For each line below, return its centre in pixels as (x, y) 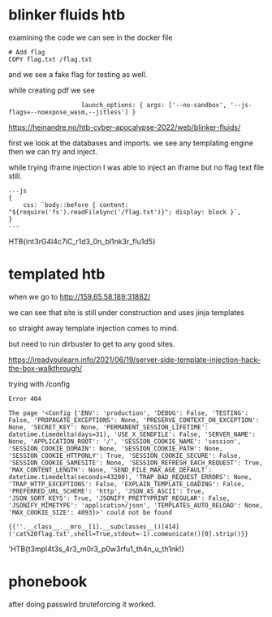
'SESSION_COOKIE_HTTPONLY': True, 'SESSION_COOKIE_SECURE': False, (125, 455)
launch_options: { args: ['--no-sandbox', (154, 105)
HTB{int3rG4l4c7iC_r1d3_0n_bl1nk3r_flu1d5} (82, 241)
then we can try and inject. (53, 151)
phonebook (48, 582)
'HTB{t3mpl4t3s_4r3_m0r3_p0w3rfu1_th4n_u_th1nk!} (97, 549)
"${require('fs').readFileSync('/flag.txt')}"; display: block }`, (125, 212)
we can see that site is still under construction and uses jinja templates (127, 312)
